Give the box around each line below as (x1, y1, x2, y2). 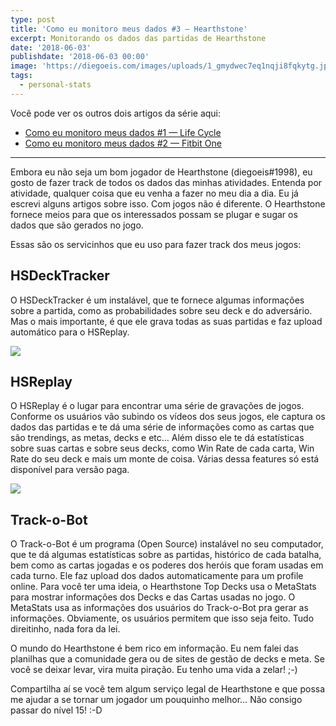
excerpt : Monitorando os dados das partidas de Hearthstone (10, 33, 267, 43)
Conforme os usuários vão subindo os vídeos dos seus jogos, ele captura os (10, 411, 326, 423)
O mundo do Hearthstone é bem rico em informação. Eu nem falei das (10, 642, 299, 655)
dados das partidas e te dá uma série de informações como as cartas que (10, 421, 315, 433)
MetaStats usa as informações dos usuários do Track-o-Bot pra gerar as (10, 602, 309, 614)
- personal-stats (19, 80, 92, 90)
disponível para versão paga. (10, 464, 130, 476)
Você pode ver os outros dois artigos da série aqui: (10, 107, 222, 119)
